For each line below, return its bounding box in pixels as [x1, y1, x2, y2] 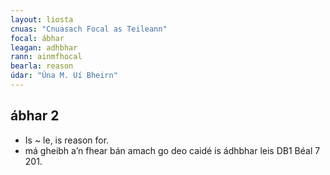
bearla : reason [10, 61, 74, 71]
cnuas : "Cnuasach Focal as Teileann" [10, 24, 168, 34]
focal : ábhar [10, 33, 65, 43]
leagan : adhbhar [10, 42, 78, 53]
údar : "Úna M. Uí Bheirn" [10, 71, 118, 81]
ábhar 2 [10, 107, 60, 125]
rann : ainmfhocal [10, 52, 83, 62]
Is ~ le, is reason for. [24, 134, 110, 146]
